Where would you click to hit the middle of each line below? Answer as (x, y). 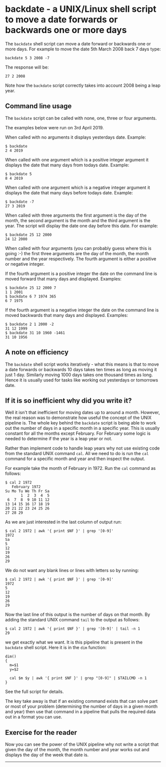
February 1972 (26, 487)
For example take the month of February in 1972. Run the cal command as (81, 468)
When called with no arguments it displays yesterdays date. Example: (76, 137)
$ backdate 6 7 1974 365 (31, 296)
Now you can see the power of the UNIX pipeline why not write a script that (82, 744)
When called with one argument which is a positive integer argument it (77, 159)
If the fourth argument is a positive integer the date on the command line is (81, 273)
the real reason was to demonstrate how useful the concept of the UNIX (78, 418)
